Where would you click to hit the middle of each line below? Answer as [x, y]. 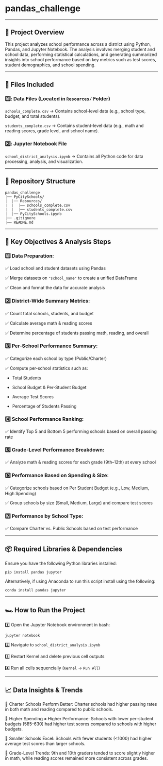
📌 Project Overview [35, 32]
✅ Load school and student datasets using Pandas [55, 268]
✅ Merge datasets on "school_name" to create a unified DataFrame [71, 278]
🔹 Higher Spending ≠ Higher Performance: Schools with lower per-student [79, 719]
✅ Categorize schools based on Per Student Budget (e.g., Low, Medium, [77, 488]
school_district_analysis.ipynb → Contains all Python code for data [74, 156]
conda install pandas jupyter [36, 590]
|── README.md [19, 222]
